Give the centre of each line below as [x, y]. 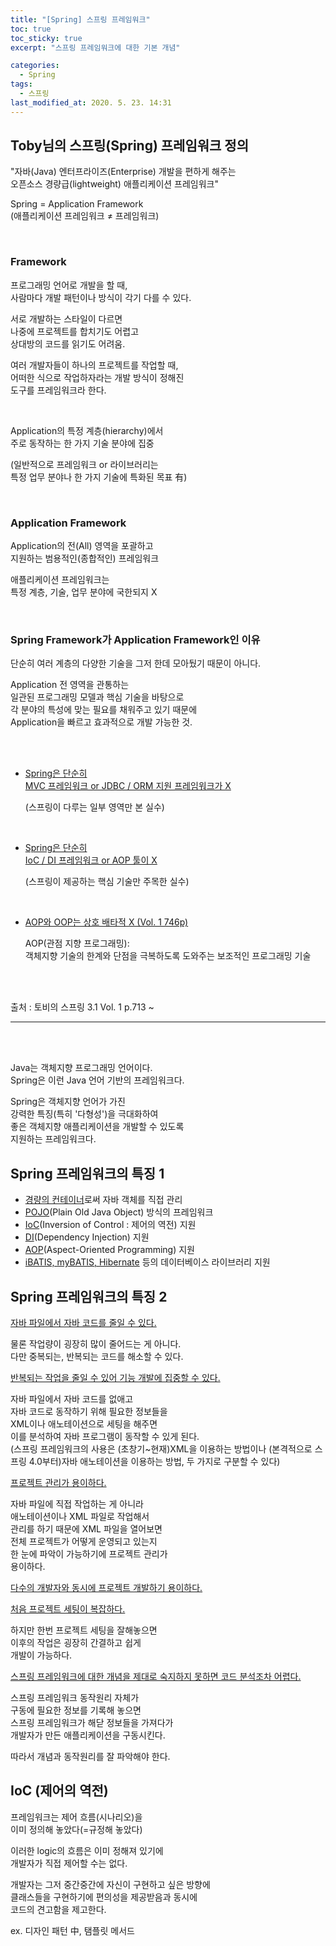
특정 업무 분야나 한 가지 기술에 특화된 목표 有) [99, 477]
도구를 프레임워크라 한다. [58, 390]
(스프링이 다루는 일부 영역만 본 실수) [94, 807]
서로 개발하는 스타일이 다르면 [66, 318]
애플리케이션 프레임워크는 [60, 580]
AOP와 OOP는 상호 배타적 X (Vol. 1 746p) [106, 922]
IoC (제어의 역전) [59, 1791]
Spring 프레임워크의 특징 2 [89, 1296]
